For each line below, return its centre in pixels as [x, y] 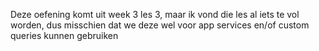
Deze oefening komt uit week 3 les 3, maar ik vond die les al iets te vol [155, 14]
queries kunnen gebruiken [64, 35]
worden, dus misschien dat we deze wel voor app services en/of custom [160, 25]
